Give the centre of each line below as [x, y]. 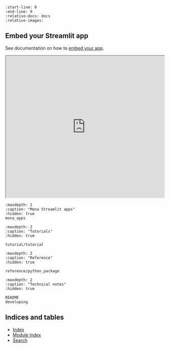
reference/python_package [32, 271]
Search [20, 340]
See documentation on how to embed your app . [55, 48]
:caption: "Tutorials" [29, 231]
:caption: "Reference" [29, 258]
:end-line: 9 [19, 12]
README [12, 298]
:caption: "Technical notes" [36, 284]
